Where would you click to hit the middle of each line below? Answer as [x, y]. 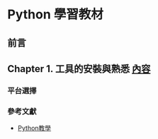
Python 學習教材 [56, 14]
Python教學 [34, 128]
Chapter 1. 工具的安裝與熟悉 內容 [79, 69]
